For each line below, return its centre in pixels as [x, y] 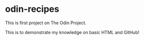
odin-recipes [32, 9]
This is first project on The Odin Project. [46, 23]
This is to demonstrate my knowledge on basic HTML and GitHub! [72, 32]
